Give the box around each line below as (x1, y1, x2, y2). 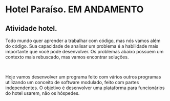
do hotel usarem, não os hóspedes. (5, 90, 80, 96)
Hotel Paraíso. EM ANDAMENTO (5, 4, 144, 15)
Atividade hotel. (5, 24, 57, 33)
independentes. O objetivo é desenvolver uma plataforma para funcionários (5, 85, 165, 91)
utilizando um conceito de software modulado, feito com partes (5, 79, 139, 85)
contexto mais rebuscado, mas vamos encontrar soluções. (5, 54, 129, 60)
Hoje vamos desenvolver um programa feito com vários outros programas (5, 74, 161, 80)
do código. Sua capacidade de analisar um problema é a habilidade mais (5, 43, 159, 49)
